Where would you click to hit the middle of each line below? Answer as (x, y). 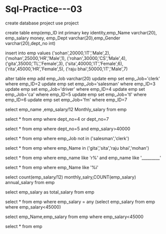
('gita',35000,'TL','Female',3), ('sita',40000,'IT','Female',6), (64, 63)
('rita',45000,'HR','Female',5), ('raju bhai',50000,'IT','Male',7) (66, 69)
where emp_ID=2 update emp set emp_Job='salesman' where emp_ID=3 (80, 84)
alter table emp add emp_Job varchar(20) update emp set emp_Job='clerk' (82, 78)
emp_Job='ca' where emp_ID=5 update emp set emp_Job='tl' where (76, 94)
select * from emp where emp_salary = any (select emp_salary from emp (80, 202)
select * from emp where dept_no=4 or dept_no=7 (57, 119)
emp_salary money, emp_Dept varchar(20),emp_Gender (63, 38)
